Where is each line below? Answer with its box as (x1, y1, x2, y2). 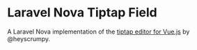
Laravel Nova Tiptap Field (7, 5, 158, 21)
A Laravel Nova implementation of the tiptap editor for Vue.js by (7, 27, 190, 36)
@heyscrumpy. (7, 34, 51, 42)
